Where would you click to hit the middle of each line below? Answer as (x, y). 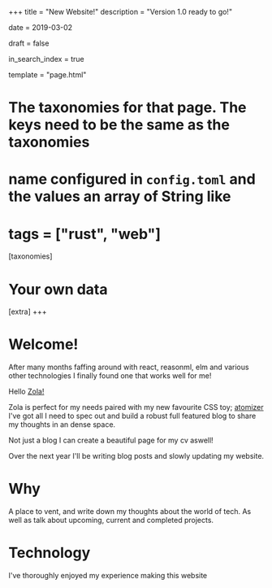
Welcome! (43, 344)
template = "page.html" (47, 75)
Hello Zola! (26, 392)
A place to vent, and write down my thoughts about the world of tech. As (130, 512)
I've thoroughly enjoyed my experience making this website (108, 576)
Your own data (58, 289)
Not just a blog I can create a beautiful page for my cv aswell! (111, 440)
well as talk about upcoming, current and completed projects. (111, 520)
